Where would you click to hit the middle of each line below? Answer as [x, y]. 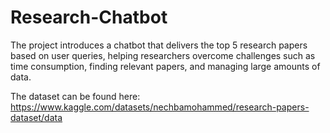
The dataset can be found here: [75, 96]
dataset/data [36, 117]
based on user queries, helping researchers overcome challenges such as [163, 55]
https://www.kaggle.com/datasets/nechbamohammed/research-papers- [160, 107]
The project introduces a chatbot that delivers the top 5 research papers [159, 45]
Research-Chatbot [89, 17]
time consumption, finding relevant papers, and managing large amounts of [165, 66]
